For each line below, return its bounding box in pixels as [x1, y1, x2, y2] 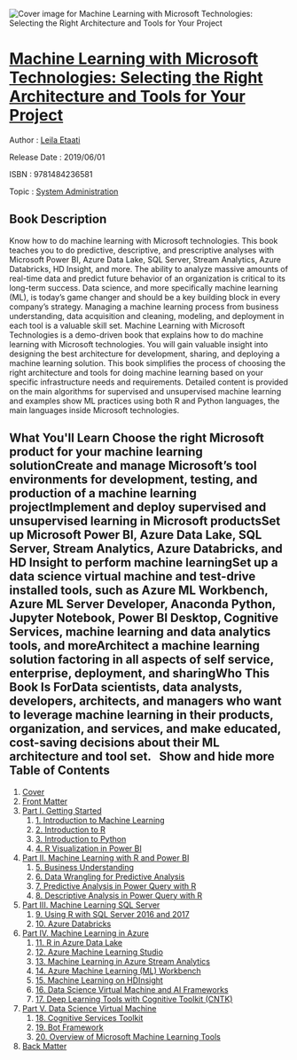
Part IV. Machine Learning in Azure [21, 927, 149, 939]
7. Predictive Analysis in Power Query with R [35, 880, 197, 891]
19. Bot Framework [35, 1022, 104, 1033]
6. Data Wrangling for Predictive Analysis [35, 871, 185, 882]
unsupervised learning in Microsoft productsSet [9, 514, 281, 529]
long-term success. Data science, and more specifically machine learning [9, 282, 278, 292]
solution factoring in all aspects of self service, [9, 652, 275, 667]
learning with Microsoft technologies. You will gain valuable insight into [9, 339, 269, 349]
